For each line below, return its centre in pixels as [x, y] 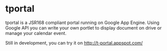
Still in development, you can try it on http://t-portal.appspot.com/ [74, 42]
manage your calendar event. [36, 33]
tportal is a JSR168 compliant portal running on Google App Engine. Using [82, 22]
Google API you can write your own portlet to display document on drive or [83, 27]
